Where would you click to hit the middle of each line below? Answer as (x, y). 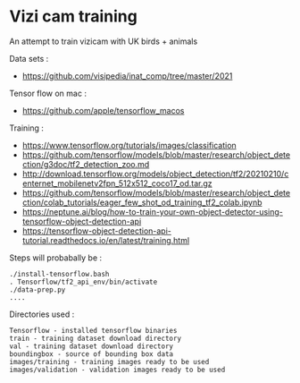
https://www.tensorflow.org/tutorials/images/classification (129, 145)
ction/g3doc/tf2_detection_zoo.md (86, 164)
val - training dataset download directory (92, 346)
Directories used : (42, 314)
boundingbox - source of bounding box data (92, 354)
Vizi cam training (74, 17)
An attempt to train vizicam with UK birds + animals (104, 41)
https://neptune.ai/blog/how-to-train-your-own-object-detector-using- (153, 211)
